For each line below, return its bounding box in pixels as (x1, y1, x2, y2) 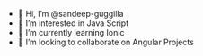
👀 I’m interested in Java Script (17, 18, 128, 28)
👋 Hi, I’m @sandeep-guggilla (17, 9, 124, 19)
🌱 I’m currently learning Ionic (17, 28, 125, 37)
